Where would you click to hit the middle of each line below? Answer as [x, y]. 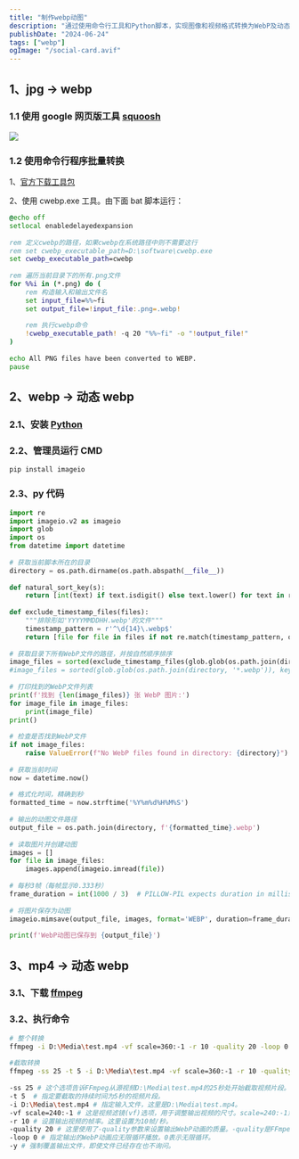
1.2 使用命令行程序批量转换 [67, 160]
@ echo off [28, 218]
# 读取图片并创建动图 [43, 844]
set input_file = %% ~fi [65, 300]
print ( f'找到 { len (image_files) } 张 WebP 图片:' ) [100, 695]
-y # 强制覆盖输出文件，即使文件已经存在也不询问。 [92, 1147]
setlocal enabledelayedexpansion [71, 226]
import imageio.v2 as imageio [65, 521]
